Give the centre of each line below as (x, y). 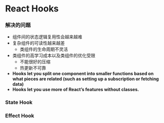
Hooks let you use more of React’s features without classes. (76, 90)
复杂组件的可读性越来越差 (39, 43)
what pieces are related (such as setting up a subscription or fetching (85, 79)
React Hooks (32, 9)
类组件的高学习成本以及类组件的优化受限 (54, 56)
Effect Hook (20, 116)
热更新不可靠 (33, 68)
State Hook (19, 103)
